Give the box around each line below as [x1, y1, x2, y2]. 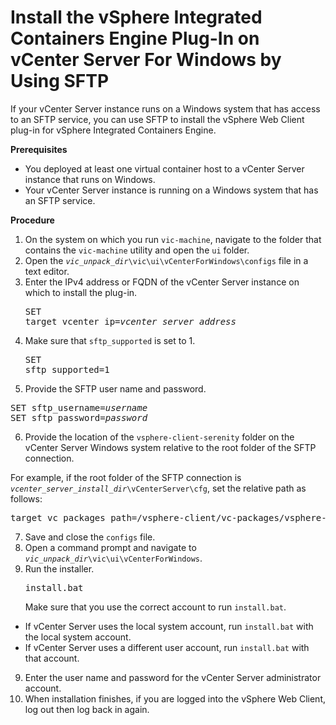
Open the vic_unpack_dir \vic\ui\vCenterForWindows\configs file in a [24, 254, 309, 266]
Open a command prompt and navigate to [24, 541, 197, 553]
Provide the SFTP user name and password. [24, 382, 207, 395]
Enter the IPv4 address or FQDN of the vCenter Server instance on [24, 276, 300, 288]
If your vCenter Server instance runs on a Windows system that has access [10, 102, 321, 115]
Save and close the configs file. [24, 531, 156, 543]
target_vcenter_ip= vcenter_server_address [24, 316, 237, 327]
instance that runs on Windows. [24, 173, 156, 185]
